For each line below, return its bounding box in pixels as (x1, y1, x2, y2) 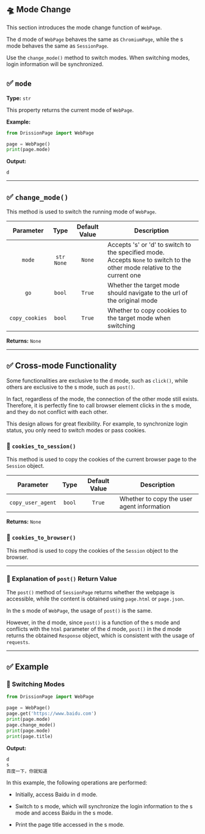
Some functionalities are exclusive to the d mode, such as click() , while (6, 377, 188, 384)
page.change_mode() (6, 721, 56, 728)
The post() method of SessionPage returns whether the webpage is (6, 588, 175, 596)
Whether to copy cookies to (107, 306, 187, 315)
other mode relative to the (107, 264, 182, 272)
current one (107, 271, 142, 279)
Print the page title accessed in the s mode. (15, 821, 125, 828)
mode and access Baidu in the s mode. (15, 809, 113, 816)
